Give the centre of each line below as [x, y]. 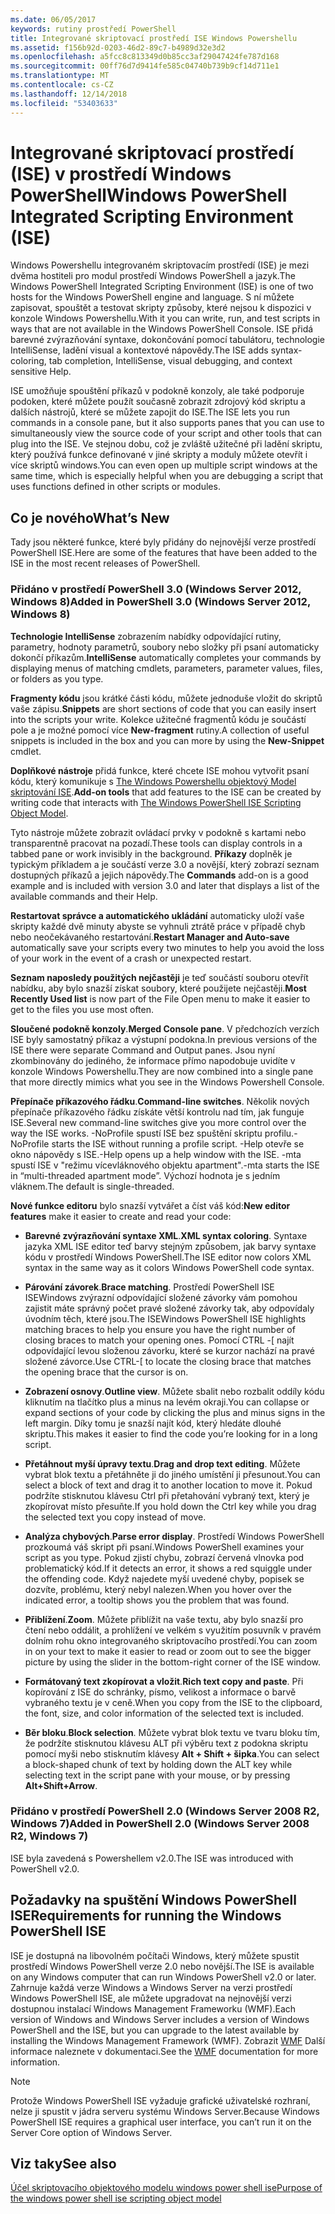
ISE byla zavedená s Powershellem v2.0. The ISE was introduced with [152, 1858]
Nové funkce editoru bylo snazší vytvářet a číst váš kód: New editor [150, 1205]
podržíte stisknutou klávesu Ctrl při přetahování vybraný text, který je [167, 1495]
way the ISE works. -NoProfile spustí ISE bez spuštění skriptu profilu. [152, 1133]
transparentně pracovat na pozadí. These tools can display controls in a [156, 843]
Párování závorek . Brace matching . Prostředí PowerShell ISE [149, 1287]
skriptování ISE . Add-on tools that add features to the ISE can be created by [166, 792]
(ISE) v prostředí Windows [121, 173]
